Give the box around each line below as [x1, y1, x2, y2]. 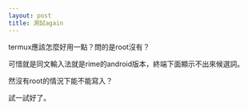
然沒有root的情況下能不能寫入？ [8, 76, 114, 85]
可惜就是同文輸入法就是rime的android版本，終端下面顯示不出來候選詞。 [8, 59, 245, 69]
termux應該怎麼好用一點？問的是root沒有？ [8, 41, 150, 52]
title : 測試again [8, 19, 64, 27]
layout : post [8, 11, 52, 20]
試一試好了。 [8, 92, 50, 102]
